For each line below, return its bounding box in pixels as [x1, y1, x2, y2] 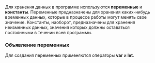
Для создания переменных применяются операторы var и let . [5, 52, 134, 58]
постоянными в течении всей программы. [5, 30, 93, 35]
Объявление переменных [5, 41, 70, 48]
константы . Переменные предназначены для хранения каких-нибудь [5, 9, 150, 15]
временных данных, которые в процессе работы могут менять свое [5, 14, 147, 20]
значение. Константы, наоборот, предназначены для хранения [5, 19, 136, 25]
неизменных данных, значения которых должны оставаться [5, 25, 130, 30]
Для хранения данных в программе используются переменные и [5, 4, 142, 10]
